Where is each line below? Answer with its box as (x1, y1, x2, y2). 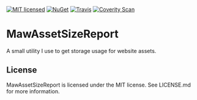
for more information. (6, 87, 60, 95)
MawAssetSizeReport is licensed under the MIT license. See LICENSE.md (6, 81, 191, 88)
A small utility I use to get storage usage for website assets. (6, 47, 157, 54)
